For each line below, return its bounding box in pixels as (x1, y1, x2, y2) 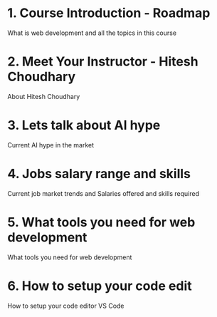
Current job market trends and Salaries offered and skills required (7, 189, 200, 197)
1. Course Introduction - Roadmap (7, 5, 211, 21)
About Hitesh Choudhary (7, 92, 80, 100)
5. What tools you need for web (7, 214, 196, 230)
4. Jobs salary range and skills (7, 166, 191, 182)
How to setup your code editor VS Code (7, 301, 125, 310)
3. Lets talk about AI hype (7, 118, 161, 133)
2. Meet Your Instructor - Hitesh (7, 53, 199, 70)
